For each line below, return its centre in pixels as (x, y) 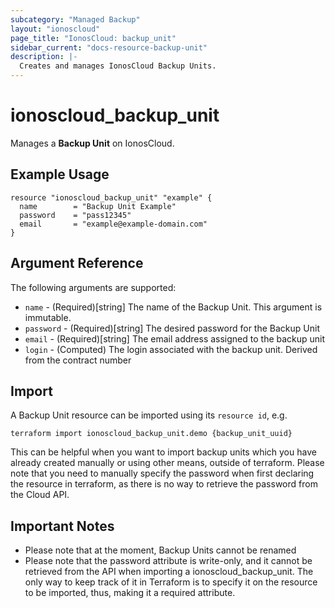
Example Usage (60, 174)
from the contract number (78, 360)
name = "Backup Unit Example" (98, 206)
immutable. (48, 317)
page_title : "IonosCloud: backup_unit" (93, 38)
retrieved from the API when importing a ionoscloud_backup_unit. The (169, 572)
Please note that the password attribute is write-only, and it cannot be (168, 561)
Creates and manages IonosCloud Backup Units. (118, 66)
